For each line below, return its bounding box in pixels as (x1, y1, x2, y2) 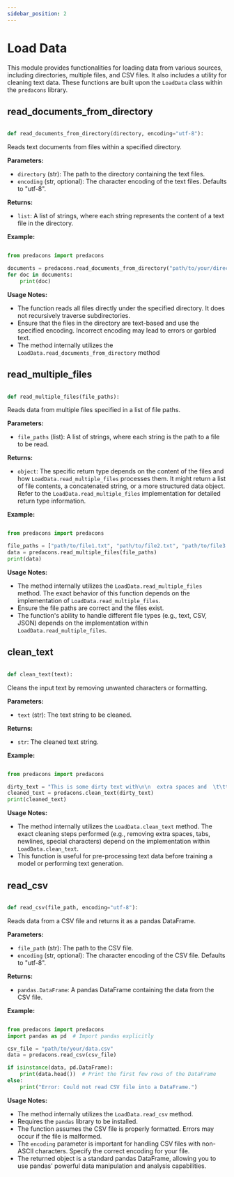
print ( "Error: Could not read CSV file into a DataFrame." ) (19, 1084, 198, 1091)
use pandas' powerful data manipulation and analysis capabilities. (17, 1162, 207, 1170)
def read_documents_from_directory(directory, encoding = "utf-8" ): (7, 130, 204, 137)
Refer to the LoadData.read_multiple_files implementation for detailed (17, 489, 221, 498)
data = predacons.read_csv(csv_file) (7, 1051, 117, 1058)
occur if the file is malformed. (17, 1132, 102, 1140)
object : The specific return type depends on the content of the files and (17, 467, 224, 476)
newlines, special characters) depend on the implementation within (17, 837, 210, 846)
